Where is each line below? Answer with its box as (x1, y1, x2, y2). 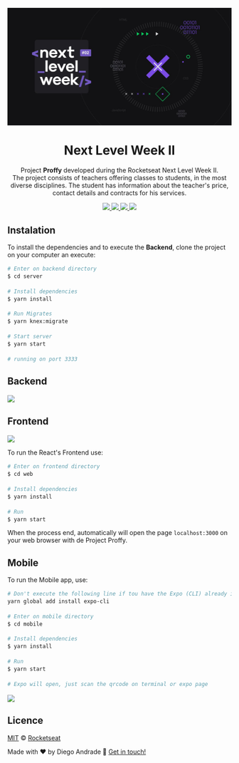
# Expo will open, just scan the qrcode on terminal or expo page (7, 680, 208, 687)
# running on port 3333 (7, 355, 78, 363)
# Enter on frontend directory (7, 463, 100, 470)
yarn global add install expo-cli (7, 598, 110, 606)
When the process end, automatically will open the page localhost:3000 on (7, 529, 228, 537)
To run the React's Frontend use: (7, 448, 103, 457)
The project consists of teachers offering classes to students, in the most (12, 174, 227, 182)
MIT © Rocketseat (7, 733, 61, 742)
